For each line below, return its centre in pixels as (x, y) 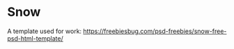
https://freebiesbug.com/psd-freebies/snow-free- (155, 31)
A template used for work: (45, 31)
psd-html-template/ (36, 38)
